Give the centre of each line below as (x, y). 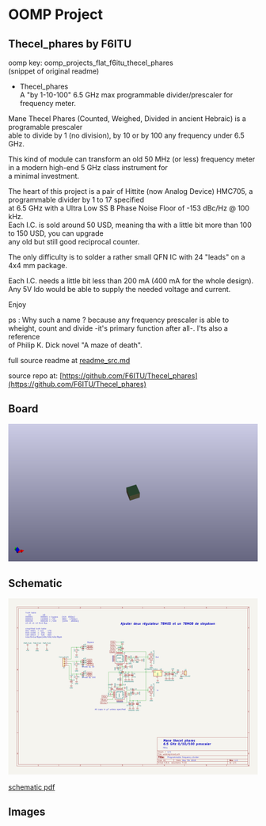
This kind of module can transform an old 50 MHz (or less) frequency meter (132, 159)
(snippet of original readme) (54, 71)
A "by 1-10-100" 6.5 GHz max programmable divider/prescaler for (126, 95)
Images (27, 812)
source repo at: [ (35, 376)
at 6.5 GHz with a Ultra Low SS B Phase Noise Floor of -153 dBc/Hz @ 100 (129, 208)
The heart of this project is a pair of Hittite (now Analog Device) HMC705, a (131, 191)
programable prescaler (46, 127)
